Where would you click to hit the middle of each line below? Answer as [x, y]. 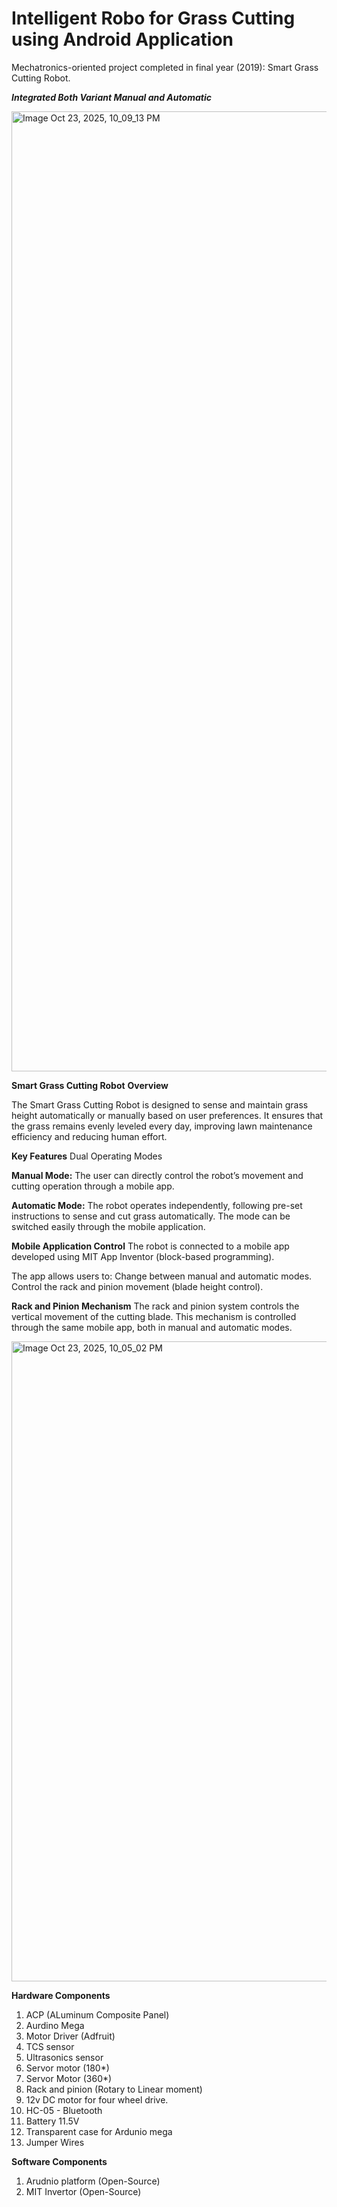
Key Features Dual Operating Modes [87, 1156]
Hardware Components [61, 1995]
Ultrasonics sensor [64, 2057]
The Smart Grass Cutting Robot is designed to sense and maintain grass [160, 1104]
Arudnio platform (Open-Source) [93, 2181]
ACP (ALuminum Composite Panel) [97, 2014]
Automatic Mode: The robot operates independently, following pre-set [157, 1205]
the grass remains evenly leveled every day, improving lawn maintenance [162, 1126]
